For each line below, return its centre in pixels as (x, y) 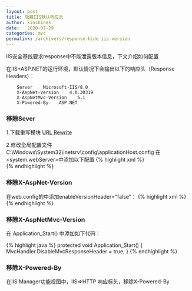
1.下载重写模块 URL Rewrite (39, 132)
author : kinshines (29, 22)
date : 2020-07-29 (30, 28)
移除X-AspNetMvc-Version (46, 219)
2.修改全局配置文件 (29, 145)
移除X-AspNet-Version (39, 183)
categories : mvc (26, 34)
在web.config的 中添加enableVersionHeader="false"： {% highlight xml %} (96, 196)
